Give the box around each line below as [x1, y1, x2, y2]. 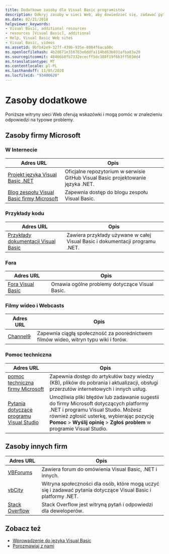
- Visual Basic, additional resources [5, 26, 87, 31]
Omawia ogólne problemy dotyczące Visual [51, 281, 154, 288]
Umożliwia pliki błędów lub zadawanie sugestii [49, 393, 159, 400]
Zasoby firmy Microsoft [5, 131, 80, 140]
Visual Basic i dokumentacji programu [66, 238, 156, 245]
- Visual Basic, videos [5, 40, 55, 45]
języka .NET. [64, 180, 95, 187]
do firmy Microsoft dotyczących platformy [49, 400, 149, 407]
